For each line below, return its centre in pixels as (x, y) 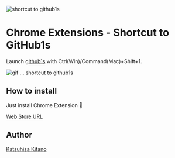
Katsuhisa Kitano (26, 149)
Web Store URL (25, 116)
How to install (32, 91)
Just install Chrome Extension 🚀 (44, 105)
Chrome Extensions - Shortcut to (88, 33)
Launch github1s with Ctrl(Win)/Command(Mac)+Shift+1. (74, 61)
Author (19, 135)
